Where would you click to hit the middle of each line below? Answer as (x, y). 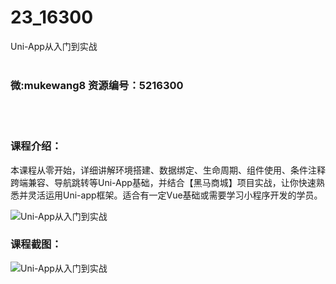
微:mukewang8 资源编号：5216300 (97, 85)
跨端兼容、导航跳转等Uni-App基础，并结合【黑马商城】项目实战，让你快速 (163, 182)
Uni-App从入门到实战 (54, 46)
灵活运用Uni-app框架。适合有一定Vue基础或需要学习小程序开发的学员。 (175, 195)
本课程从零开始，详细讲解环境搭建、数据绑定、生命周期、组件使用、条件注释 (168, 170)
